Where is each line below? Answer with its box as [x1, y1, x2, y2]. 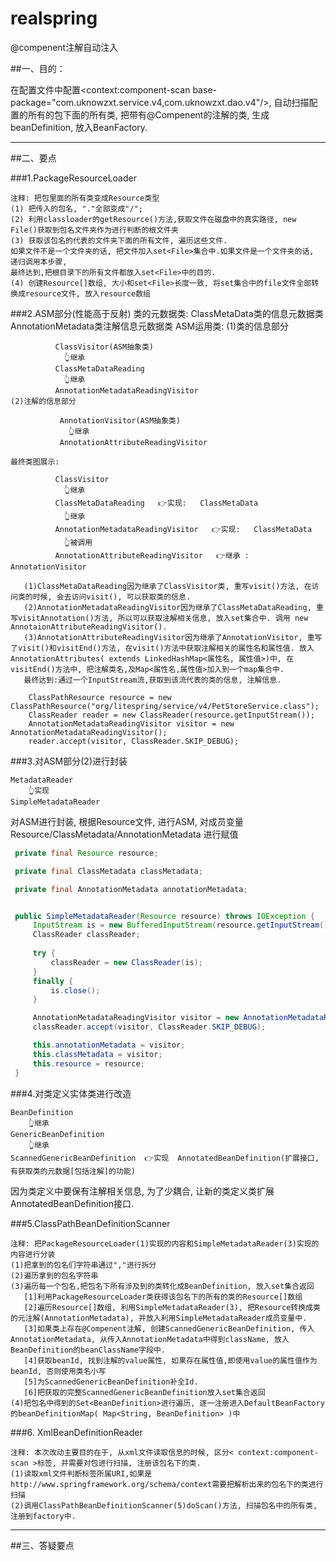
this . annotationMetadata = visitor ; [32, 1040, 186, 1051]
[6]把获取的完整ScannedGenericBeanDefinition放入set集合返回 [23, 1387, 266, 1397]
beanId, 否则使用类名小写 [10, 1366, 107, 1376]
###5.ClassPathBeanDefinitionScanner [10, 1217, 171, 1229]
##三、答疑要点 [10, 1539, 75, 1551]
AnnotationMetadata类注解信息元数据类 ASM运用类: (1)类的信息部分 [10, 320, 290, 332]
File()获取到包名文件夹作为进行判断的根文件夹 [10, 225, 179, 235]
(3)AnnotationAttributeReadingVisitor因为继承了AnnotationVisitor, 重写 [23, 632, 323, 642]
